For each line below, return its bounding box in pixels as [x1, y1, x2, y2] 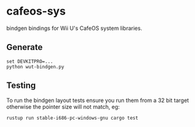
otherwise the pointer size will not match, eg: [6, 103, 120, 111]
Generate [6, 42, 43, 53]
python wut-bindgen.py [6, 64, 64, 70]
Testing [6, 81, 36, 91]
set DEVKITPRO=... [6, 58, 53, 65]
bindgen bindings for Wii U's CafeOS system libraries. [6, 24, 142, 32]
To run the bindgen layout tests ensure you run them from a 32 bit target [6, 96, 189, 104]
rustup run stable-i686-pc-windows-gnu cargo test [6, 115, 139, 121]
